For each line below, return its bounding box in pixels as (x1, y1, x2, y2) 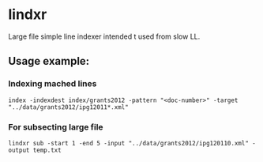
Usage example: (8, 55, 90, 68)
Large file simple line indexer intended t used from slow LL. (8, 32, 201, 41)
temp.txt (32, 146, 62, 154)
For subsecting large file (8, 121, 104, 132)
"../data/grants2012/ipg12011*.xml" (8, 103, 129, 111)
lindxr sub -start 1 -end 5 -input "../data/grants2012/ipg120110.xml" (8, 139, 249, 147)
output (8, 146, 30, 154)
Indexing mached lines (8, 78, 97, 89)
